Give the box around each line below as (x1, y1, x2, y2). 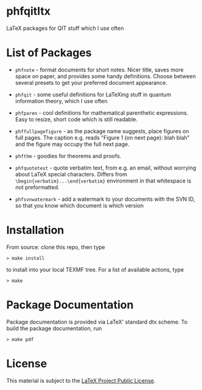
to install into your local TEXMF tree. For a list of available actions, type (6, 265, 184, 273)
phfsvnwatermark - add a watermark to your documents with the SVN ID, (15, 195, 195, 203)
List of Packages (6, 46, 92, 60)
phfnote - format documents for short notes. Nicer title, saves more (15, 66, 184, 73)
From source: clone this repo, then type (6, 243, 105, 251)
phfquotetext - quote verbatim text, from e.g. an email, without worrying (15, 164, 197, 172)
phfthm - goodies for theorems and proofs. (15, 152, 122, 159)
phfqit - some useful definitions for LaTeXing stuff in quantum (15, 90, 172, 98)
